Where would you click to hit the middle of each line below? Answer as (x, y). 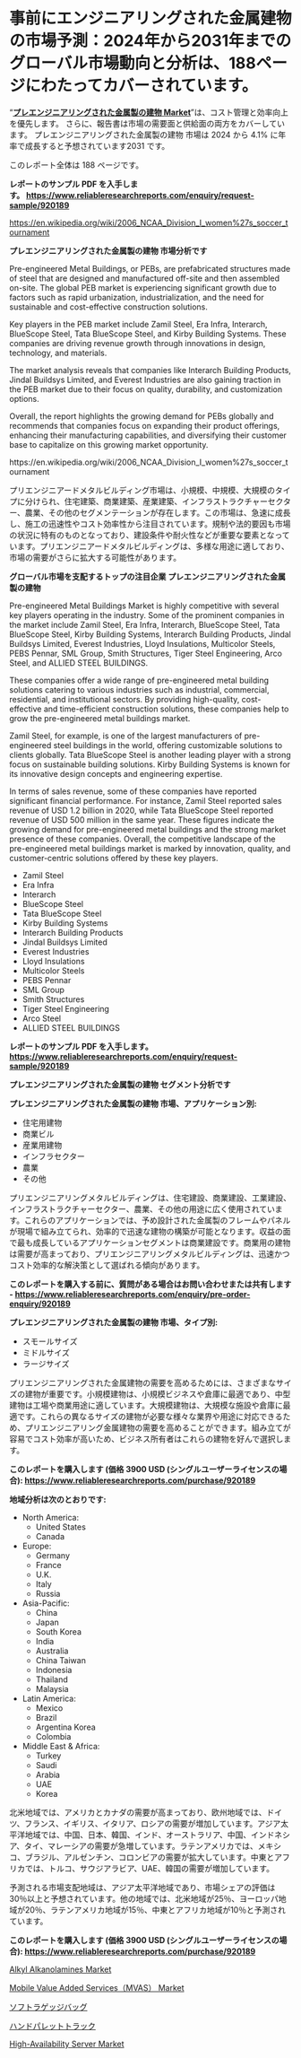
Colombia (53, 1736)
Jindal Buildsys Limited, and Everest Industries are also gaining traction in (145, 379)
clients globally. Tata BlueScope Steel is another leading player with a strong (150, 754)
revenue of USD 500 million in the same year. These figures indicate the (142, 820)
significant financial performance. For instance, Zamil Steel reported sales (146, 800)
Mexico (49, 1708)
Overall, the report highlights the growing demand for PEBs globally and (142, 416)
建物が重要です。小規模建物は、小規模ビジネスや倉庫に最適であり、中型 (158, 1394)
